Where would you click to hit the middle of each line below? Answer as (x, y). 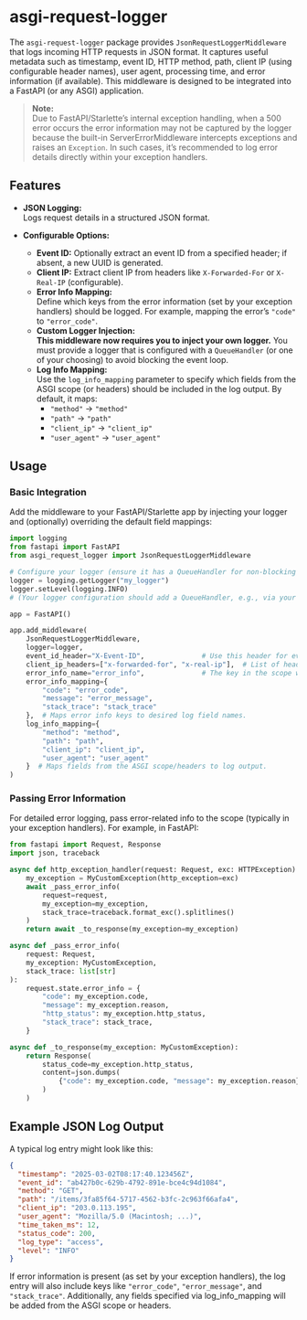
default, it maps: (67, 399)
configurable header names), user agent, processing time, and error (138, 71)
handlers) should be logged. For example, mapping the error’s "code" (166, 311)
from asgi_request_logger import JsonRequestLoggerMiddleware (130, 556)
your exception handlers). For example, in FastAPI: (104, 828)
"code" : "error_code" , (85, 690)
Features (35, 186)
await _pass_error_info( (73, 887)
